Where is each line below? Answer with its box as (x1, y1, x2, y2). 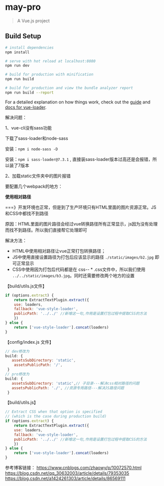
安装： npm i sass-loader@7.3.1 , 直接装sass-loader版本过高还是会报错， (5, 156, 153, 162)
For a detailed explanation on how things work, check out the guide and (5, 99, 151, 105)
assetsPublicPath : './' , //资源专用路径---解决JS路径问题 (11, 386, 125, 390)
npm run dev (5, 63, 30, 68)
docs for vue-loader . (5, 104, 47, 110)
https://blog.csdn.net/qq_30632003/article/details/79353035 (5, 470, 130, 476)
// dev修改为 (5, 349, 30, 354)
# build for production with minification (5, 72, 94, 77)
